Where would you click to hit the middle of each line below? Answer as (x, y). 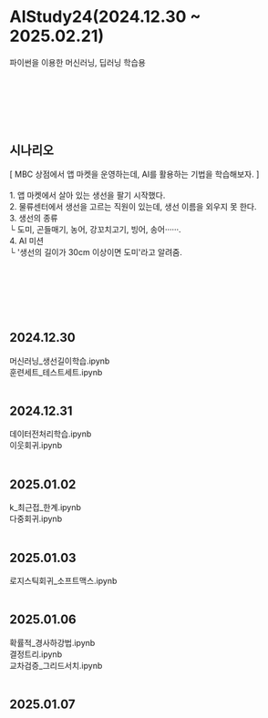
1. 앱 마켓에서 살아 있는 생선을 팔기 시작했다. (88, 195)
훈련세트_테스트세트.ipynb (56, 372)
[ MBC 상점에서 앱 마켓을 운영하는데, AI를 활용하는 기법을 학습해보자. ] (134, 174)
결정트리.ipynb (36, 654)
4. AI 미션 (26, 241)
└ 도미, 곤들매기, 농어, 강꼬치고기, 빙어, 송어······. (95, 229)
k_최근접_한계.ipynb (46, 508)
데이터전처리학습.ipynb (51, 434)
